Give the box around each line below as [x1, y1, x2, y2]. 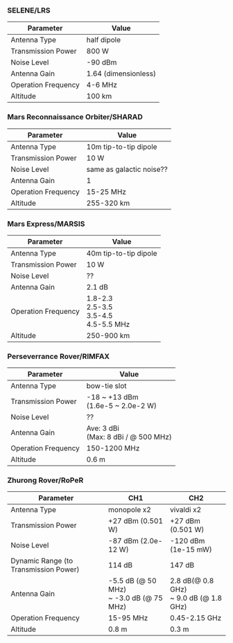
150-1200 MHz [86, 443, 140, 453]
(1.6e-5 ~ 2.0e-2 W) [86, 401, 157, 411]
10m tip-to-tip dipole [86, 141, 157, 151]
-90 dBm [86, 58, 117, 67]
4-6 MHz [86, 80, 118, 90]
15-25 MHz [86, 186, 127, 196]
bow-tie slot [86, 381, 127, 391]
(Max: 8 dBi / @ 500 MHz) [86, 432, 172, 442]
